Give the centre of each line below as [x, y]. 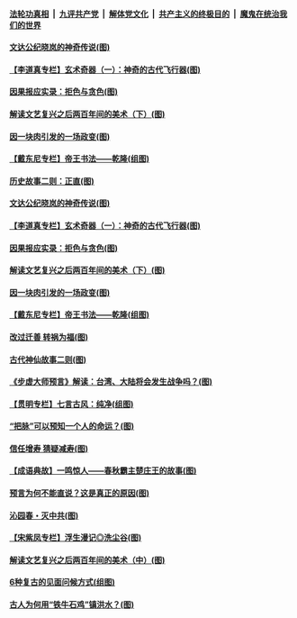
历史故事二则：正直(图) [52, 181]
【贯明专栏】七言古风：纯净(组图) [72, 404]
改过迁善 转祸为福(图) [49, 337]
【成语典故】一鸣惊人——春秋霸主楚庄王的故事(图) [103, 471]
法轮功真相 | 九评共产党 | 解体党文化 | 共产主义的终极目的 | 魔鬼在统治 [144, 14]
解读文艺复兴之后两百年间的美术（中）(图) [87, 559]
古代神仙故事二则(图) [48, 359]
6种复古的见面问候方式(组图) [62, 582]
